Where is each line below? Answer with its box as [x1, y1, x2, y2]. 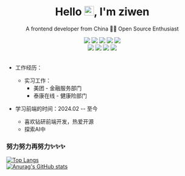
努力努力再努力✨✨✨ [6, 142, 66, 150]
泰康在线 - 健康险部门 [33, 92, 87, 99]
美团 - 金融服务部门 [33, 84, 82, 91]
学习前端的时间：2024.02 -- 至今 [15, 105, 98, 112]
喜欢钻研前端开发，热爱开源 [24, 118, 94, 125]
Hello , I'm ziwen [55, 5, 150, 19]
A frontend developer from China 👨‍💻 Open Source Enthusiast [26, 25, 179, 32]
